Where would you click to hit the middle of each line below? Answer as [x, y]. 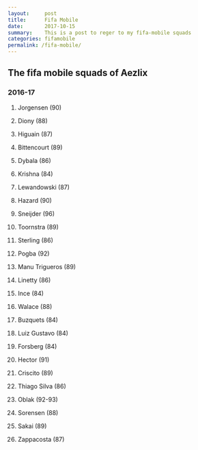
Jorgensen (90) [40, 108]
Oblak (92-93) [38, 399]
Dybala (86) [34, 160]
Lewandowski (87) [44, 187]
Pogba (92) [33, 253]
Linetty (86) [34, 280]
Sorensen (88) [38, 412]
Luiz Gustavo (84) [43, 333]
